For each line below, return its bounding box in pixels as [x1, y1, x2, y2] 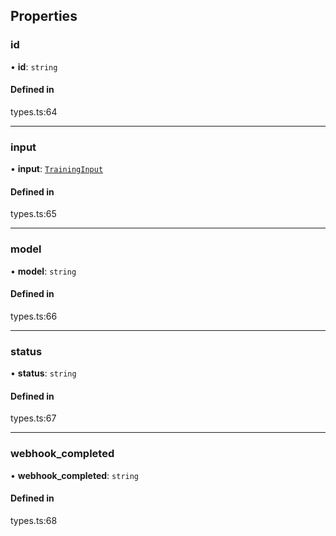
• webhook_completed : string [10, 469, 140, 481]
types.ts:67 [10, 412, 57, 424]
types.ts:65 [10, 208, 57, 220]
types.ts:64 [10, 105, 58, 118]
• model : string [10, 265, 77, 277]
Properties [10, 8, 78, 25]
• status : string [10, 367, 77, 379]
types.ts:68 [10, 514, 58, 526]
